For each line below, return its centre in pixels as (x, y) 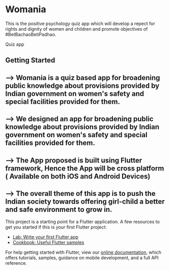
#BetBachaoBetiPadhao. (31, 34)
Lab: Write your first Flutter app (46, 237)
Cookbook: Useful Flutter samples (48, 242)
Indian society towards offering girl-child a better (85, 201)
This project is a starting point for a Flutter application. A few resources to (83, 222)
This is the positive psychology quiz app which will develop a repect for (80, 23)
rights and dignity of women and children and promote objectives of (77, 29)
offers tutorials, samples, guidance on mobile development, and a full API (82, 258)
